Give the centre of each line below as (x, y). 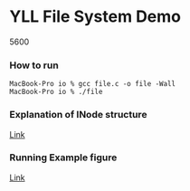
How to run (34, 65)
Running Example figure (63, 158)
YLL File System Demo (95, 17)
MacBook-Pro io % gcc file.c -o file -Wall (93, 84)
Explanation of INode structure (78, 115)
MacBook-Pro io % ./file (56, 92)
